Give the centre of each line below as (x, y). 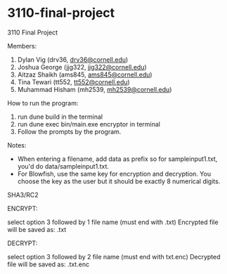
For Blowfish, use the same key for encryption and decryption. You (114, 174)
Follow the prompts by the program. (69, 131)
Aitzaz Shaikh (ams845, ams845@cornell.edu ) (85, 74)
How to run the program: (43, 103)
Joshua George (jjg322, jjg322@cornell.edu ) (82, 67)
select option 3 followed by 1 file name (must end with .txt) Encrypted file (113, 222)
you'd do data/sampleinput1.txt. (63, 166)
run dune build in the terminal (60, 117)
